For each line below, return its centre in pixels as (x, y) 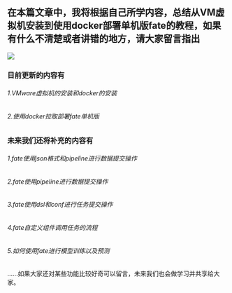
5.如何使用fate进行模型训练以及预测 (58, 250)
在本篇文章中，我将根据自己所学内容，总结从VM (111, 13)
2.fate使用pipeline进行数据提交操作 (58, 182)
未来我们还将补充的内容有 (50, 140)
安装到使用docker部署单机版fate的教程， (114, 26)
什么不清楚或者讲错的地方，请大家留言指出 (108, 39)
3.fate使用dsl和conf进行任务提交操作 (60, 205)
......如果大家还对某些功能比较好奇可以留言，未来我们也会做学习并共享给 (111, 274)
